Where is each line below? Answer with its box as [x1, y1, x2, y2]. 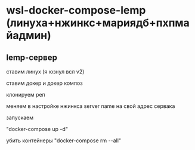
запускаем [6, 114, 34, 121]
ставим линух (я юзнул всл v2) [6, 68, 85, 75]
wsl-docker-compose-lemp [6, 4, 146, 17]
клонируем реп [6, 91, 46, 98]
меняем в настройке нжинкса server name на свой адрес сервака [6, 103, 175, 110]
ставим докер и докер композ [6, 79, 83, 87]
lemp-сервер [6, 52, 58, 62]
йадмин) [6, 29, 52, 42]
